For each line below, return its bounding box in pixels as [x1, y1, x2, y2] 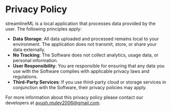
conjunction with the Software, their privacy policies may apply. [12, 84, 147, 90]
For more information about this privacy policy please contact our [5, 94, 143, 100]
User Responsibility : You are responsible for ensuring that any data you [12, 63, 165, 69]
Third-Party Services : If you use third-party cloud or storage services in [12, 79, 166, 85]
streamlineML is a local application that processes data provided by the [5, 20, 156, 26]
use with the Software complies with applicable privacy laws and [12, 68, 149, 74]
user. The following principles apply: [5, 25, 82, 32]
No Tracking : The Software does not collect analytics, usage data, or [12, 52, 159, 58]
